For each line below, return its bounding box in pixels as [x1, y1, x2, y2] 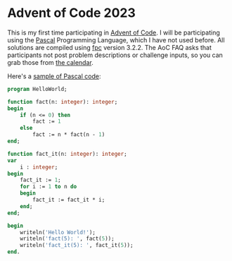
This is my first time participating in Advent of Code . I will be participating [7, 28, 220, 37]
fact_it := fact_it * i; [32, 196, 105, 204]
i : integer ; [20, 164, 58, 171]
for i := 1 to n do [20, 183, 77, 190]
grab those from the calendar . [7, 58, 94, 66]
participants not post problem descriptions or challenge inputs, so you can [7, 51, 224, 59]
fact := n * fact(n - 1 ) [32, 131, 105, 138]
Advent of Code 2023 [7, 5, 136, 21]
